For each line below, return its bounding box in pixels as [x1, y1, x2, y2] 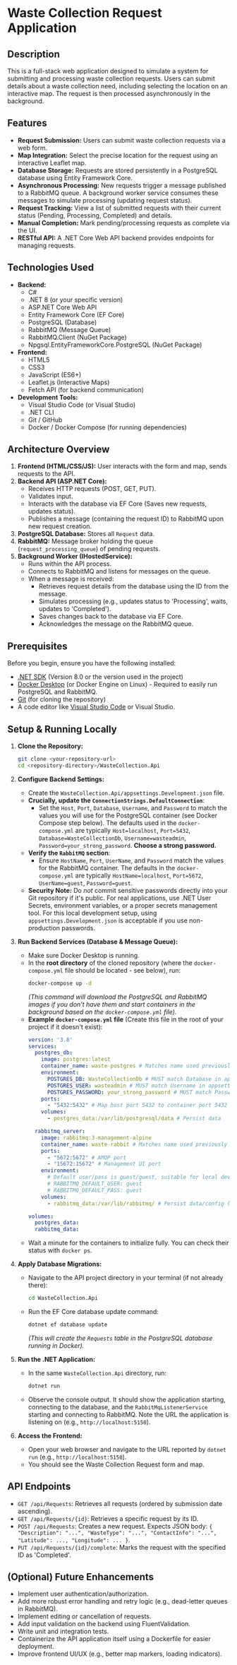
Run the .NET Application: [17, 1355, 95, 1363]
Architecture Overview [7, 444, 110, 456]
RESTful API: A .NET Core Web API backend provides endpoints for [17, 233, 214, 242]
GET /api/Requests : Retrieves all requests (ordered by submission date [17, 1499, 223, 1507]
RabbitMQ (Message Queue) [28, 325, 111, 333]
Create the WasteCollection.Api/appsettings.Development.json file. [28, 788, 225, 797]
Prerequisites [7, 640, 68, 652]
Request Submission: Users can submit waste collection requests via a [17, 136, 226, 144]
